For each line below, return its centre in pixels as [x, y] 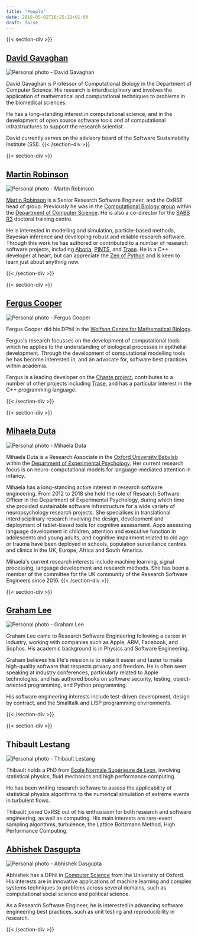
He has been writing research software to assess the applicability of [89, 788]
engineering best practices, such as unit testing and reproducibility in [90, 912]
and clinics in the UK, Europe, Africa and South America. [75, 550]
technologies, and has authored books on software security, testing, [89, 679]
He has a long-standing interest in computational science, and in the [89, 114]
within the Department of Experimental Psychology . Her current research [95, 463]
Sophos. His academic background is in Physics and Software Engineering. [98, 649]
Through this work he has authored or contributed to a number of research [97, 243]
